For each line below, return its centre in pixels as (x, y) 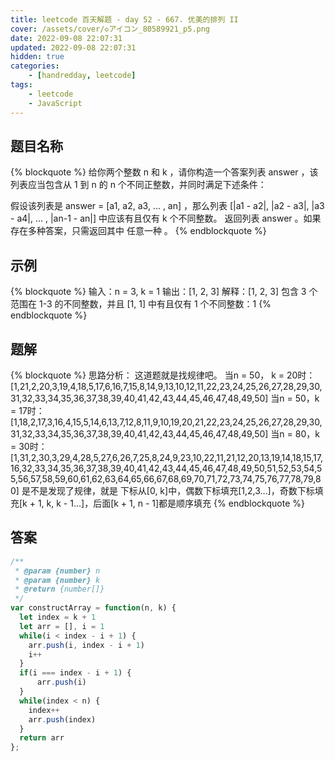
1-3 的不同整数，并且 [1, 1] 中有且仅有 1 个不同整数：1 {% (155, 304)
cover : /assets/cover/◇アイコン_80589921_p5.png (110, 29)
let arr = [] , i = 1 (62, 626)
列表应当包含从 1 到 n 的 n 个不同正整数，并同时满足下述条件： (138, 185)
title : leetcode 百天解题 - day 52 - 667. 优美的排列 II (124, 19)
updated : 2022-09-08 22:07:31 (73, 47)
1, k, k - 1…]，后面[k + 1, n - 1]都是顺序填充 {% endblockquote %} (171, 503)
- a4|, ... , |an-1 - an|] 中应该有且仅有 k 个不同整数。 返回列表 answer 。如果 (166, 218)
